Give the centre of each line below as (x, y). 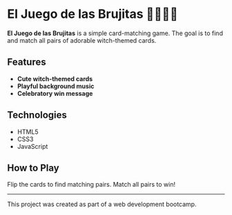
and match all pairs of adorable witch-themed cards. (82, 40)
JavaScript (32, 146)
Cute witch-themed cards (55, 79)
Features (27, 62)
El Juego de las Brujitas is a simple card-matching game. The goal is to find (115, 33)
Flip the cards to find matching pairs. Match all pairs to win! (91, 185)
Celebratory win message (55, 93)
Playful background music (56, 86)
